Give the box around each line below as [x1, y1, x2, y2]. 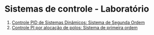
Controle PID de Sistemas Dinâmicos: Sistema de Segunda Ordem [11, 19, 145, 25]
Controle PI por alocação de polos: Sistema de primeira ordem [11, 24, 138, 30]
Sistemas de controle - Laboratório [4, 3, 149, 15]
